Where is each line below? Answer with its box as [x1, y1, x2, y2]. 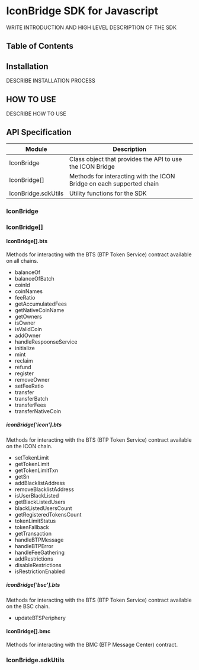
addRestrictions [14, 555, 53, 562]
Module [25, 144, 47, 153]
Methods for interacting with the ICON [69, 172, 175, 180]
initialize [14, 344, 36, 351]
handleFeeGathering [14, 549, 65, 556]
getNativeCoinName [14, 306, 65, 313]
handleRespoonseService [14, 338, 78, 345]
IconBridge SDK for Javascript [6, 4, 159, 18]
